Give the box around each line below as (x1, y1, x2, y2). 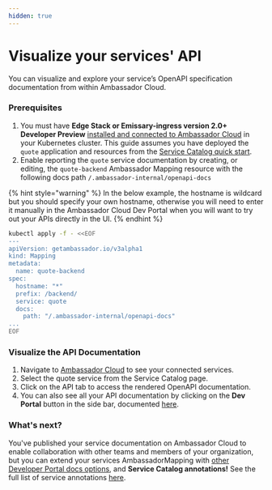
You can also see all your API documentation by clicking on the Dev (19, 390, 245, 401)
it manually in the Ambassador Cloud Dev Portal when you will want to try (8, 205, 253, 215)
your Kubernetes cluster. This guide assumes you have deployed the (19, 138, 249, 147)
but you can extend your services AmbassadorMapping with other (8, 455, 229, 465)
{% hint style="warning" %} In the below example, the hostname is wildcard (8, 188, 262, 198)
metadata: (8, 260, 42, 268)
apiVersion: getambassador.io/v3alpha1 (8, 245, 143, 253)
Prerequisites (8, 102, 62, 113)
